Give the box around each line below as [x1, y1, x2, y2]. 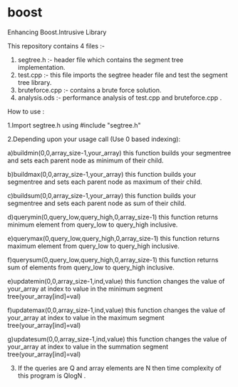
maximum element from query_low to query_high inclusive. [7, 242, 180, 250]
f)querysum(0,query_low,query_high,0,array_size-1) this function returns [7, 255, 219, 264]
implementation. [17, 63, 66, 71]
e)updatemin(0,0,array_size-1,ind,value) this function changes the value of [7, 277, 225, 285]
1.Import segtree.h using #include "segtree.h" [7, 120, 141, 129]
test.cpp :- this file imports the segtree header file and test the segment [17, 71, 228, 79]
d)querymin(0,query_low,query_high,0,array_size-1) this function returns [7, 212, 219, 221]
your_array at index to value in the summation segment [7, 342, 169, 351]
